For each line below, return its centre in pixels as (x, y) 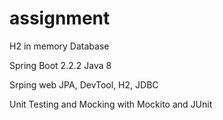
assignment (60, 18)
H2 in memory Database (59, 46)
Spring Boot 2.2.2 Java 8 (60, 65)
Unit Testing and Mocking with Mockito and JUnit (111, 104)
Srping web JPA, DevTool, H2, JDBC (84, 84)
